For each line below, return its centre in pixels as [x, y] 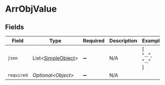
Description [123, 41]
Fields [15, 27]
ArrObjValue [31, 9]
